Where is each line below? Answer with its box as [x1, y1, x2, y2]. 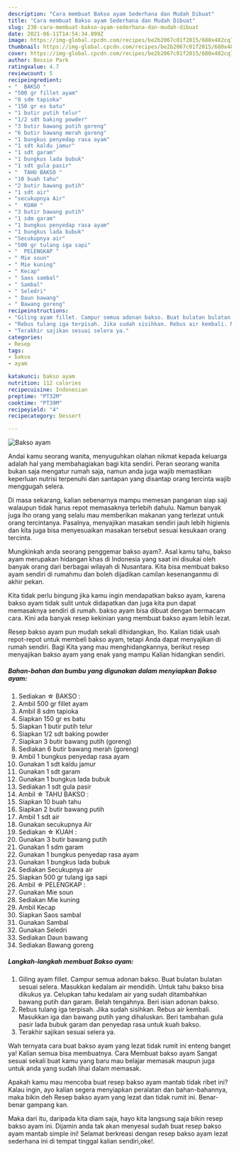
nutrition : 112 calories [8, 380, 82, 387]
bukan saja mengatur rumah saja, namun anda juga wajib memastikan [8, 467, 212, 476]
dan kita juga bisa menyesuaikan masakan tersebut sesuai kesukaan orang [8, 526, 226, 534]
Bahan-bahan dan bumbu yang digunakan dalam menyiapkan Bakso [8, 666, 217, 675]
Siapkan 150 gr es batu [18, 715, 86, 723]
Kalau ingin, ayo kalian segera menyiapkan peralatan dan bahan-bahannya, [8, 1085, 228, 1094]
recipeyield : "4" [8, 406, 60, 413]
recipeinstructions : [8, 307, 70, 314]
